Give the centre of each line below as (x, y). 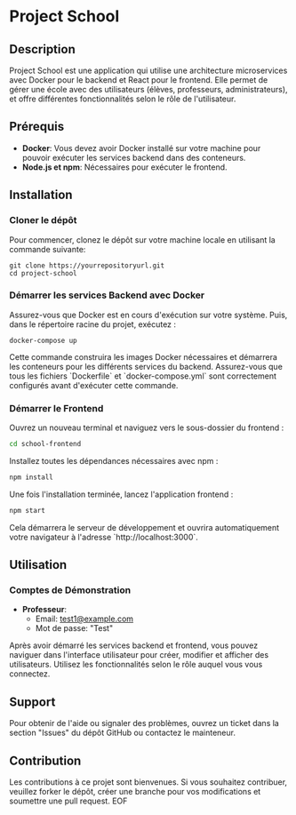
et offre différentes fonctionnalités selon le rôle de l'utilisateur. (123, 99)
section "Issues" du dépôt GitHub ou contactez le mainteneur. (122, 733)
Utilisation (38, 565)
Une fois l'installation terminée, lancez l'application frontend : (121, 494)
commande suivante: (48, 249)
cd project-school (43, 273)
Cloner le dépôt (43, 220)
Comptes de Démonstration (70, 590)
